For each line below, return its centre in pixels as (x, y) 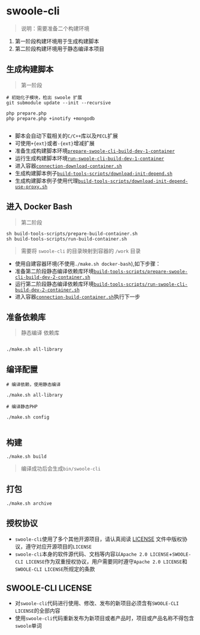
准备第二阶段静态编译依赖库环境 (54, 271)
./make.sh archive (29, 503)
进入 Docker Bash (40, 207)
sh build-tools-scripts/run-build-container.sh (67, 239)
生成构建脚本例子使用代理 (46, 181)
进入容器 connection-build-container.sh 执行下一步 (78, 296)
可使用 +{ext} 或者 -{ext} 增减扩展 (54, 143)
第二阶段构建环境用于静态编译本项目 (60, 49)
